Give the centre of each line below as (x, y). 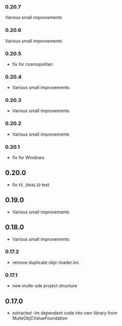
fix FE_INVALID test (31, 185)
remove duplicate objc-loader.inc (46, 262)
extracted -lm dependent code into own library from (65, 313)
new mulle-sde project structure (45, 286)
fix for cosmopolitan (32, 64)
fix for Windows (28, 158)
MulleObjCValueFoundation (40, 318)
